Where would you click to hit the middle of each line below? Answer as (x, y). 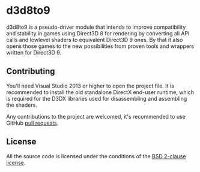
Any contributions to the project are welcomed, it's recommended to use (96, 116)
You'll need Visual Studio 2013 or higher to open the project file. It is (90, 86)
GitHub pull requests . (32, 123)
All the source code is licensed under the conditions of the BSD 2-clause (96, 156)
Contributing (31, 72)
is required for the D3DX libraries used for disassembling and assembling (97, 98)
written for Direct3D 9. (34, 52)
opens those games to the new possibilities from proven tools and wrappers (100, 46)
